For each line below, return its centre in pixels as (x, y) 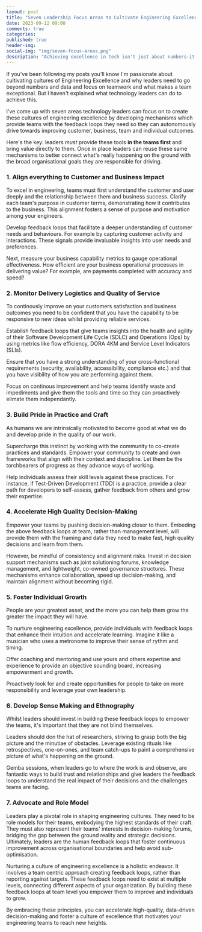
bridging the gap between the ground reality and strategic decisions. (91, 835)
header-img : (21, 46)
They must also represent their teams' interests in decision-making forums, (99, 829)
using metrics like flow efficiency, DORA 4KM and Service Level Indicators (98, 344)
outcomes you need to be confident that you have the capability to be (93, 313)
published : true (26, 40)
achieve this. (22, 100)
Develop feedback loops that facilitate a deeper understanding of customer (99, 227)
